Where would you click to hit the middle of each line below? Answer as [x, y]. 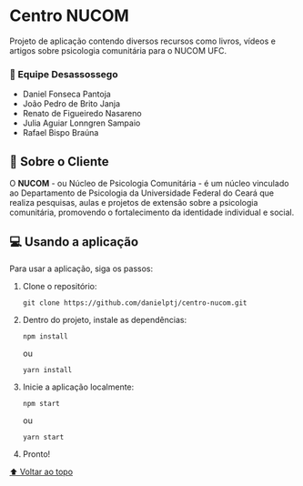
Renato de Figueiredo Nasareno [82, 114]
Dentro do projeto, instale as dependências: [105, 319]
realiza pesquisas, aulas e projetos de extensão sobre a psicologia [134, 203]
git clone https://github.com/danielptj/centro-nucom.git [135, 303]
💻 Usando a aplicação [74, 242]
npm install [45, 336]
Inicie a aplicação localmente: [78, 387]
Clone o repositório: [60, 286]
